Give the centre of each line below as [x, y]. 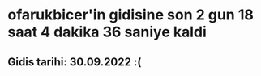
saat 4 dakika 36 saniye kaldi [107, 32]
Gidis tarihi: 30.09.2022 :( [75, 62]
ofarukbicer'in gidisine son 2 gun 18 [131, 15]
